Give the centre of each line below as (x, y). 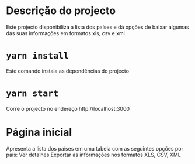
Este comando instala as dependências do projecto (68, 71)
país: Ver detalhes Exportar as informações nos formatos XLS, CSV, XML (93, 155)
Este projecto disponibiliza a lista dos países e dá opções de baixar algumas (97, 27)
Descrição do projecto (61, 11)
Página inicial (39, 132)
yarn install (37, 56)
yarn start (32, 93)
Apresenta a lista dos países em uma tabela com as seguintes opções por (95, 148)
